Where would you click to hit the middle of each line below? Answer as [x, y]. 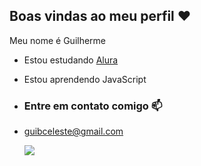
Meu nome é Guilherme [58, 40]
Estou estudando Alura [71, 60]
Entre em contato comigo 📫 [93, 106]
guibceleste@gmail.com [73, 131]
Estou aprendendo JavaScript [85, 79]
